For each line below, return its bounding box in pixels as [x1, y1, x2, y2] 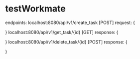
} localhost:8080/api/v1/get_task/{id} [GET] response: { [5, 29, 119, 35]
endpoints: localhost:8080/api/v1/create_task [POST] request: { [5, 19, 136, 25]
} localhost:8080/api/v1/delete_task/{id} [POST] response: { [5, 38, 128, 45]
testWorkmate [5, 3, 66, 14]
